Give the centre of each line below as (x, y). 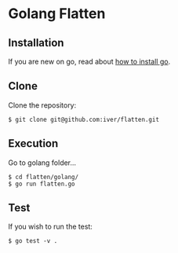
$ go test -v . (33, 241)
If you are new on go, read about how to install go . (89, 61)
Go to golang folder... (42, 163)
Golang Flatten (57, 14)
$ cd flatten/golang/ (44, 177)
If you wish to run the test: (50, 227)
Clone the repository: (42, 105)
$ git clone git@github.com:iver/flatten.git (84, 119)
